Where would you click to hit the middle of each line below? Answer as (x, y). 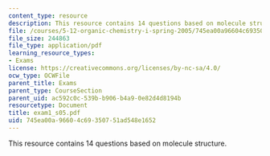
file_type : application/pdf (55, 46)
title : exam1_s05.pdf (45, 113)
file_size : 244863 (39, 38)
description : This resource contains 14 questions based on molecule (127, 23)
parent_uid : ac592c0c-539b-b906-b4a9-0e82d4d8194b (95, 98)
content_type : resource (48, 16)
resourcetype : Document (48, 105)
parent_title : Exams (43, 83)
